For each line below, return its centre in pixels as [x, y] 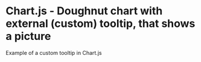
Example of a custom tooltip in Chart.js [54, 52]
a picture [28, 36]
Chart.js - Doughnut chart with [84, 11]
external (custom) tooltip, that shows [101, 24]
